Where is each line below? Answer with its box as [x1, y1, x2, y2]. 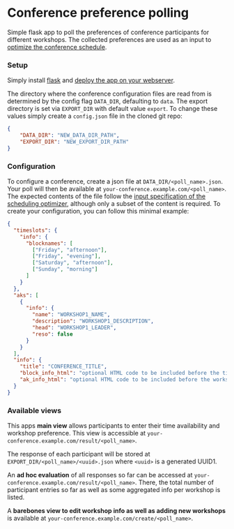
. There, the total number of [134, 478, 214, 486]
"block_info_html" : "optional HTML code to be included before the [19, 370, 219, 377]
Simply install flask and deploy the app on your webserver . [7, 76, 175, 84]
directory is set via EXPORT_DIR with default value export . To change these [7, 105, 218, 113]
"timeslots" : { [13, 227, 58, 234]
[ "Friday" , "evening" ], [32, 253, 101, 260]
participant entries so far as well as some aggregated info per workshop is [7, 485, 221, 493]
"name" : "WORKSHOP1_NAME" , [32, 311, 111, 318]
